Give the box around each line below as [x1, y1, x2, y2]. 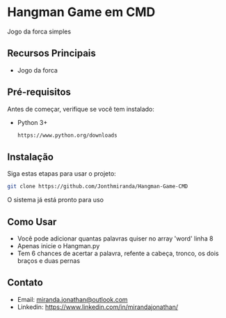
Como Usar [7, 215, 57, 227]
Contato [7, 277, 43, 289]
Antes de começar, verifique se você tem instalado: [7, 105, 154, 113]
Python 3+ [17, 118, 48, 126]
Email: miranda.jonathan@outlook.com [17, 295, 128, 303]
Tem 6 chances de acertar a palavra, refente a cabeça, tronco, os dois [17, 249, 219, 257]
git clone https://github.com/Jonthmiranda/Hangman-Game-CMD [7, 183, 188, 190]
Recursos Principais [7, 47, 96, 59]
